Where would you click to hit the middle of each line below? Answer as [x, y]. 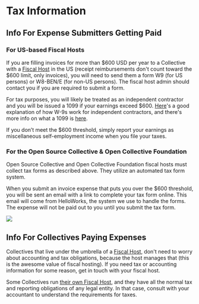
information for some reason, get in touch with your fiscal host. [83, 270]
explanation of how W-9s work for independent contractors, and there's [94, 112]
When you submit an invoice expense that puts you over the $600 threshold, [100, 189]
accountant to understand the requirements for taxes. [72, 294]
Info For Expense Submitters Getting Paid [84, 33]
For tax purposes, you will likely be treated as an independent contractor [95, 99]
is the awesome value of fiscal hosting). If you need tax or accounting [91, 264]
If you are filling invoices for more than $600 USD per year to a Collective [96, 62]
